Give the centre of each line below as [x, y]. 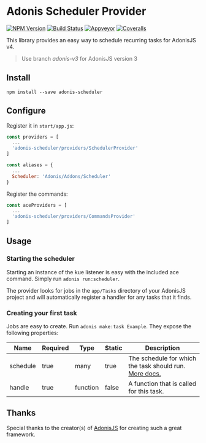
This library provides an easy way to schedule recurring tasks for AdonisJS [101, 40]
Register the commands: [37, 194]
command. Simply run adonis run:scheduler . [63, 279]
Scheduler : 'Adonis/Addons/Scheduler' [62, 176]
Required [55, 348]
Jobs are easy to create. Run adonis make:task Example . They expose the [99, 326]
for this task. [146, 391]
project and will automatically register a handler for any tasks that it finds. [99, 297]
